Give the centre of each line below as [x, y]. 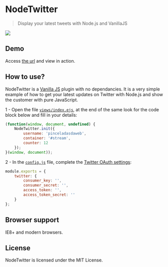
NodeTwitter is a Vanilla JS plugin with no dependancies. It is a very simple [82, 89]
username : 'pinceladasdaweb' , [55, 133]
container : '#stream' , [47, 138]
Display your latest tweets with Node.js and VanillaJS [72, 23]
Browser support [32, 220]
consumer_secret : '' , [46, 186]
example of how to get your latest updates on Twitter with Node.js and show [84, 94]
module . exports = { [26, 171]
